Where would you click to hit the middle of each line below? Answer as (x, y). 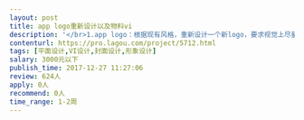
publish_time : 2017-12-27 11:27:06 (76, 69)
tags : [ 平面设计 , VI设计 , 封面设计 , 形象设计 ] (83, 51)
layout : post (34, 18)
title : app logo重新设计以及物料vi (71, 26)
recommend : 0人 (37, 93)
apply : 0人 (29, 85)
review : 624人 (35, 77)
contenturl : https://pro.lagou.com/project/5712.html (113, 43)
